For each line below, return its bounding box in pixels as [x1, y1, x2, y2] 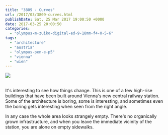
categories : [5, 26, 30, 31]
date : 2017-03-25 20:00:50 [5, 21, 62, 27]
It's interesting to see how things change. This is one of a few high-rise [5, 88, 152, 94]
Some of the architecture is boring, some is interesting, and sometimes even [5, 98, 163, 104]
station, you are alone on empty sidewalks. [5, 124, 94, 130]
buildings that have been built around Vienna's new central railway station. [5, 93, 160, 99]
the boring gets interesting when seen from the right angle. [5, 104, 127, 110]
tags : [5, 36, 17, 41]
